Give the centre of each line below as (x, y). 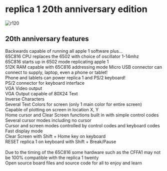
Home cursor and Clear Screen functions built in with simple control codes (82, 115)
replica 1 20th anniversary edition (76, 9)
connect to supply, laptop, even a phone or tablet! (56, 72)
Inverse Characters (25, 99)
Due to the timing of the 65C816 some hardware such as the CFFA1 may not (83, 152)
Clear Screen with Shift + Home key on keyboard (55, 136)
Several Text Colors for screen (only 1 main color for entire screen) (74, 104)
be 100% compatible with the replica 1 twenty (52, 157)
